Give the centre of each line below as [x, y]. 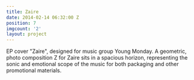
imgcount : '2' [24, 29]
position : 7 [21, 23]
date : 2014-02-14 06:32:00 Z [43, 17]
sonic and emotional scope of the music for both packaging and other [92, 64]
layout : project [26, 34]
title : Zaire [23, 12]
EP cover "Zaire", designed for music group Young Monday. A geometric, [97, 51]
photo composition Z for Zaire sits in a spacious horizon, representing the [97, 58]
